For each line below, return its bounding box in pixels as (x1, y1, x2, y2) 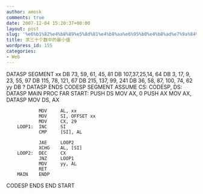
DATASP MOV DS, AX (6, 96, 60, 103)
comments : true (6, 15, 45, 21)
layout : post (6, 25, 39, 32)
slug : (6, 31, 20, 37)
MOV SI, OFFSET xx (38, 113, 96, 119)
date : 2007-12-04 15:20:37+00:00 (6, 20, 91, 26)
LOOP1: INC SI (17, 123, 66, 130)
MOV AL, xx (38, 108, 77, 114)
